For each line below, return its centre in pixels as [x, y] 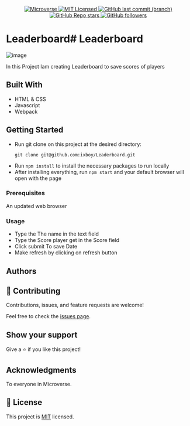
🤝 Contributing [33, 291]
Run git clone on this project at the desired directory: [78, 144]
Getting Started [35, 130]
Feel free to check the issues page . [48, 316]
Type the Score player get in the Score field [67, 240]
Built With [24, 85]
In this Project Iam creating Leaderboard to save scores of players [85, 66]
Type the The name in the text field [57, 234]
